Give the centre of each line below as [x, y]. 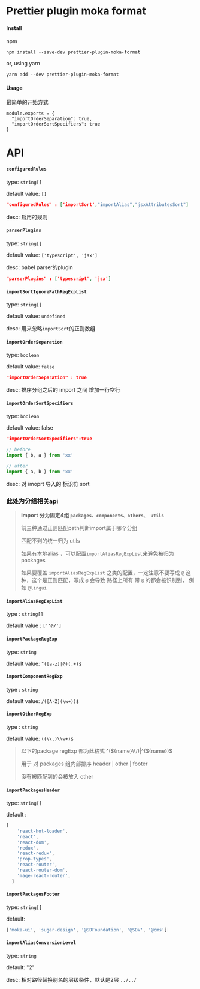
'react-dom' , [33, 842]
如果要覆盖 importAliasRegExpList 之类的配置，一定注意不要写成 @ [102, 573]
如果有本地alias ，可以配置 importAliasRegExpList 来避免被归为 [97, 553]
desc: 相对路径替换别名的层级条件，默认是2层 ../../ [71, 980]
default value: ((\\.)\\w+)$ [40, 738]
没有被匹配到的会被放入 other [57, 776]
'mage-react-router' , [44, 875]
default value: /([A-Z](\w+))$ [43, 701]
